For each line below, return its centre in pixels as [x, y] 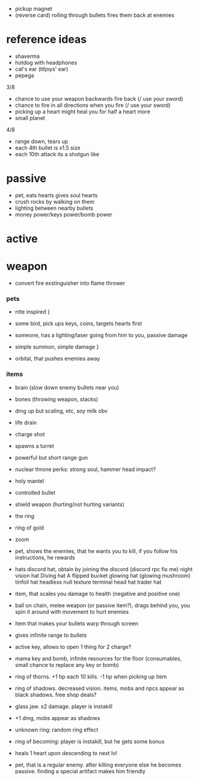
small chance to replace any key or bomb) [67, 665]
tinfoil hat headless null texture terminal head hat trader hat [88, 582]
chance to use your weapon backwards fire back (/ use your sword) [99, 98]
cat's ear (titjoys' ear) [41, 69]
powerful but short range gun [51, 457]
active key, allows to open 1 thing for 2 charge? [73, 647]
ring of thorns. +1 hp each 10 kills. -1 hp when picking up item [91, 676]
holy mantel [29, 481]
